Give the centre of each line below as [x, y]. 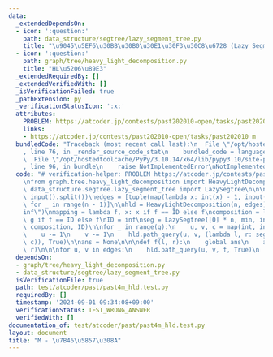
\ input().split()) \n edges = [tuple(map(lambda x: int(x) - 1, [132, 197]
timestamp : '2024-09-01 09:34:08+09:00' [85, 303]
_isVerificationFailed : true [65, 91]
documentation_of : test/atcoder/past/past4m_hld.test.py [107, 325]
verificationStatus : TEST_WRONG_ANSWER [83, 310]
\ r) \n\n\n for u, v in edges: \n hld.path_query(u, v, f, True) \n [141, 250]
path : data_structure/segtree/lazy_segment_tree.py [112, 39]
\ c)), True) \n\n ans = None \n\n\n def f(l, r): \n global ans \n [136, 243]
